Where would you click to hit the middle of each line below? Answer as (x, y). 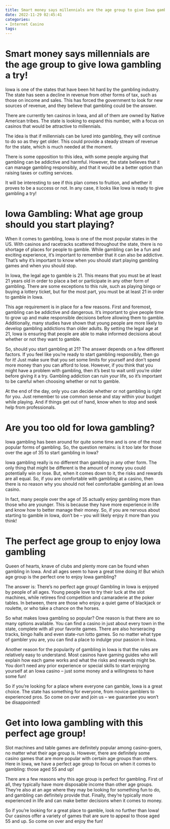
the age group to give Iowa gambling (83, 65)
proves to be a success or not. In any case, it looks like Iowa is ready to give (84, 188)
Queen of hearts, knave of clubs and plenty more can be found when (77, 566)
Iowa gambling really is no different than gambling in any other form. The (81, 462)
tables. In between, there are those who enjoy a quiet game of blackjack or (83, 603)
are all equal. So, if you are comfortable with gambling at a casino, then (79, 478)
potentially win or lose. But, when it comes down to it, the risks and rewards (84, 473)
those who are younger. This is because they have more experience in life (82, 504)
